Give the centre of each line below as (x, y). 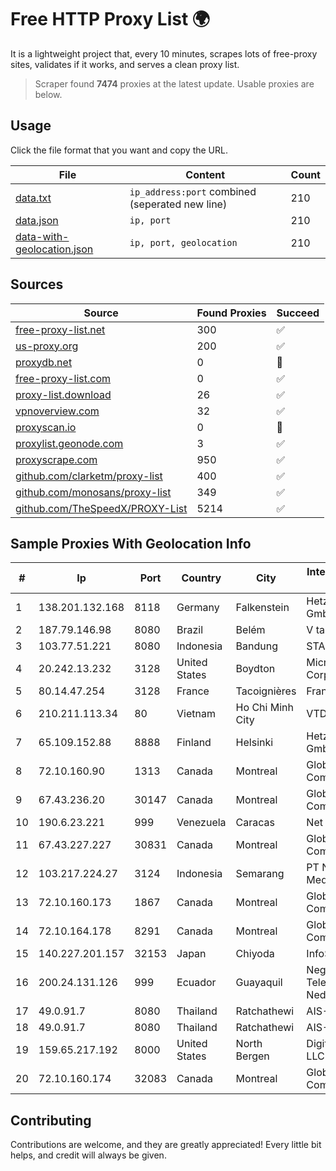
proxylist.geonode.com (69, 443)
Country (201, 578)
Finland (194, 743)
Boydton (255, 669)
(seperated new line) (178, 204)
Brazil (190, 630)
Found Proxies (231, 313)
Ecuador (196, 983)
